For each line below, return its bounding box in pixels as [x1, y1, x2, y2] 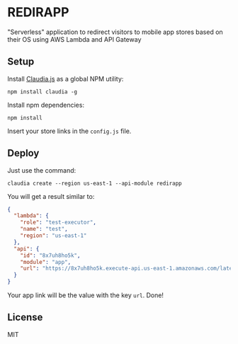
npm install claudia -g [7, 88, 78, 96]
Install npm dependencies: [7, 101, 85, 109]
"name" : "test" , [20, 226, 69, 233]
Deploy [7, 147, 40, 159]
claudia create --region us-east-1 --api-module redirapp [7, 180, 182, 187]
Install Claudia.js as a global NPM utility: [7, 74, 124, 83]
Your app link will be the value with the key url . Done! [7, 291, 164, 299]
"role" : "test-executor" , [20, 219, 97, 227]
